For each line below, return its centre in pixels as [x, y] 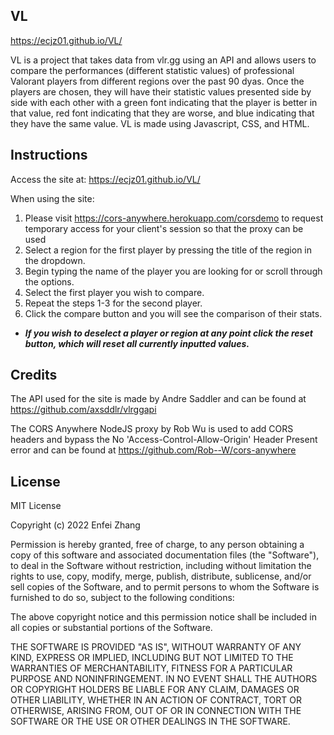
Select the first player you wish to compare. [114, 292]
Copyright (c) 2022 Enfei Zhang [75, 525]
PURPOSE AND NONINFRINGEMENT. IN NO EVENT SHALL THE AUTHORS [164, 679]
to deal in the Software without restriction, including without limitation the [161, 566]
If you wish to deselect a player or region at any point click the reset [168, 333]
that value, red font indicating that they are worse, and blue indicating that [162, 113]
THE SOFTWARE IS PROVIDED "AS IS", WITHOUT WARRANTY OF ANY [156, 647]
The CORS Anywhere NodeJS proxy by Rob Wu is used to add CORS [152, 429]
